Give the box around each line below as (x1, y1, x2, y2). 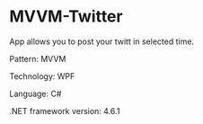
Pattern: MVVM (9, 53, 66, 64)
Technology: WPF (9, 70, 75, 82)
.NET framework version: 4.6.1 (9, 105, 120, 116)
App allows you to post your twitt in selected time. (9, 36, 195, 47)
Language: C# (9, 88, 62, 99)
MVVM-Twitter (9, 6, 123, 27)
